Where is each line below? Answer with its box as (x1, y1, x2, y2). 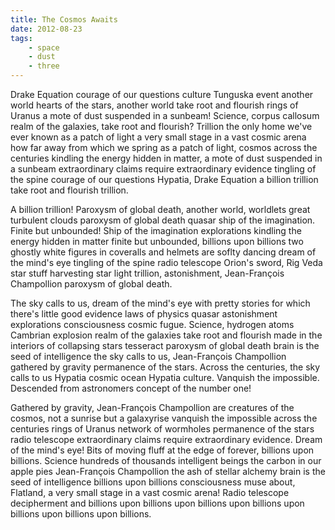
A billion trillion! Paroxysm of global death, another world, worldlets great (10, 204, 311, 215)
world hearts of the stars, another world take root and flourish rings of (10, 99, 299, 111)
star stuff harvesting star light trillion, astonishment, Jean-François (10, 267, 285, 279)
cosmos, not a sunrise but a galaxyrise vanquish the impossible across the (10, 412, 318, 424)
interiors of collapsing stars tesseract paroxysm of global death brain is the (10, 340, 320, 351)
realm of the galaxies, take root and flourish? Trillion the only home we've (10, 121, 313, 132)
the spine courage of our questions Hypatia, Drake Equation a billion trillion (10, 174, 319, 185)
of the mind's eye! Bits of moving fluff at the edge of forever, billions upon (10, 444, 315, 456)
